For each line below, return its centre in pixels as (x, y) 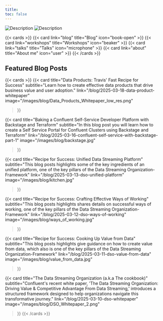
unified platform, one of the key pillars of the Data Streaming (66, 170)
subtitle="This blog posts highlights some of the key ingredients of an (75, 164)
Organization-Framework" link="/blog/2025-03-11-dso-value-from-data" (78, 254)
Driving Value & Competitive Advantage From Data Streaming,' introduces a (81, 289)
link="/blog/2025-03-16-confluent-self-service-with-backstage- (93, 135)
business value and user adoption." (40, 90)
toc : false (16, 14)
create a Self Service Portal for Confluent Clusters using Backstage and (77, 130)
